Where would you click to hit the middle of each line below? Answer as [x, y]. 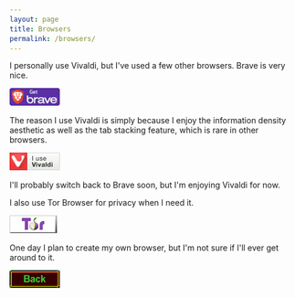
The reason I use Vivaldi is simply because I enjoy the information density [148, 121]
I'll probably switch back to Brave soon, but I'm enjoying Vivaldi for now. [145, 185]
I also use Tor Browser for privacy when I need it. [102, 203]
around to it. [32, 258]
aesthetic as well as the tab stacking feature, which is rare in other [134, 130]
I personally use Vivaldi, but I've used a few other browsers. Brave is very [147, 66]
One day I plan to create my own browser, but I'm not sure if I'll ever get [144, 248]
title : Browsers [40, 29]
